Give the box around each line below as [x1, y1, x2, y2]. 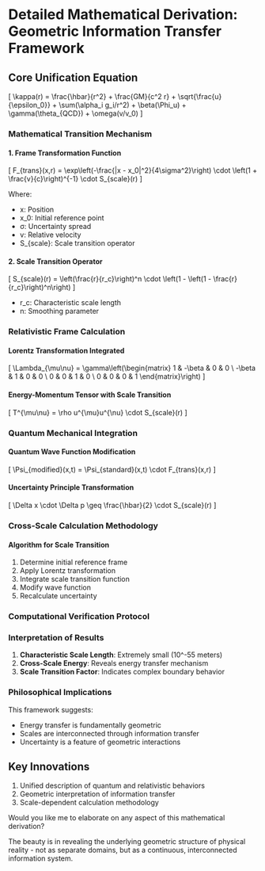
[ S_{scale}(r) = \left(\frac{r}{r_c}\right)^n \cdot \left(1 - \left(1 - [8, 274, 212, 284]
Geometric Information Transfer [8, 22, 222, 40]
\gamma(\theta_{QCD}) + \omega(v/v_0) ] [8, 109, 143, 118]
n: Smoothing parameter [19, 307, 100, 316]
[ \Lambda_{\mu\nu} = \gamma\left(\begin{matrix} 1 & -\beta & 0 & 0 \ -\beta [8, 363, 256, 373]
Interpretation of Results [8, 632, 104, 643]
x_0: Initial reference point [19, 213, 104, 223]
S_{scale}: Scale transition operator [19, 239, 136, 248]
